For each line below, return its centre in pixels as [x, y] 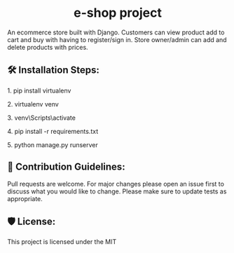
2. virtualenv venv [33, 104]
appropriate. [25, 198]
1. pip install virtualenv [39, 90]
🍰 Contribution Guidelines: [66, 167]
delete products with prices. [48, 47]
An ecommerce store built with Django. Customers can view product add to [116, 32]
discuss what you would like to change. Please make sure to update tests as [117, 191]
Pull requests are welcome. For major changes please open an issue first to [116, 184]
